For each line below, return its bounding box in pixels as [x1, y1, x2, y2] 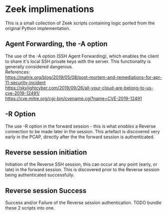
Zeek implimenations [5, 3, 94, 15]
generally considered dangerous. [5, 63, 73, 69]
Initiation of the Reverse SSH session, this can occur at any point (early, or [5, 161, 158, 168]
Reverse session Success [5, 186, 87, 195]
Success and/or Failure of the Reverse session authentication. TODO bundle [5, 200, 162, 206]
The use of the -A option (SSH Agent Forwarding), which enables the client [5, 53, 159, 59]
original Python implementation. [5, 25, 71, 31]
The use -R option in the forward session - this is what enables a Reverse [5, 123, 156, 129]
